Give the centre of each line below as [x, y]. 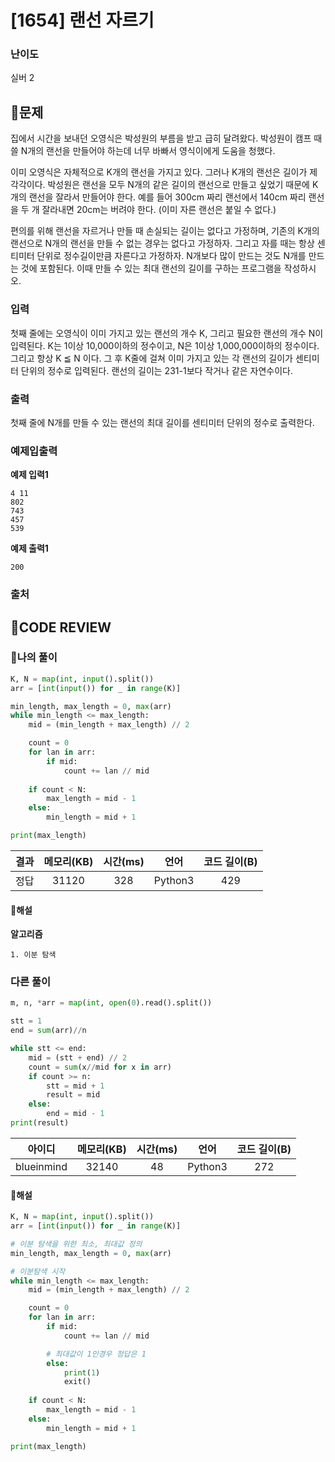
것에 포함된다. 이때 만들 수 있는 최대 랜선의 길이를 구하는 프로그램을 [151, 268]
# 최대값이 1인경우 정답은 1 [96, 1354]
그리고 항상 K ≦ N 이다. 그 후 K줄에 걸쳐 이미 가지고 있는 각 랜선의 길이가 [151, 358]
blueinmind [41, 1166]
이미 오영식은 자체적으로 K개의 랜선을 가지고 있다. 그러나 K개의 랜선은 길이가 [159, 172]
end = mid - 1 [75, 1114]
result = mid [73, 1095]
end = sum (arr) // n [48, 1031]
